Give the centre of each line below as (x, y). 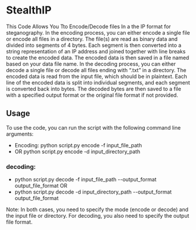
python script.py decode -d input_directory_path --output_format (93, 192)
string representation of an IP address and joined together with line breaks (96, 51)
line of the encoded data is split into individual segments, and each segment (98, 82)
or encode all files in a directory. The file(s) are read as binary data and (92, 39)
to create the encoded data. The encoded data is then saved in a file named (98, 58)
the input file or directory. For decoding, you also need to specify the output (98, 216)
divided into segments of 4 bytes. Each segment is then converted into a (94, 45)
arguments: (20, 134)
